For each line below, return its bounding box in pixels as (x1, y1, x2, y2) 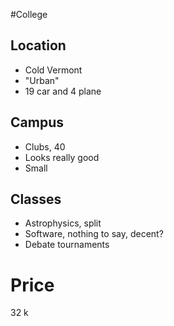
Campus (10, 114, 64, 131)
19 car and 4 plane (24, 85, 102, 97)
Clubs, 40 (24, 140, 66, 153)
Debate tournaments (24, 239, 110, 251)
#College (10, 9, 48, 20)
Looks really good (24, 151, 100, 163)
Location (10, 37, 67, 54)
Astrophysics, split (24, 217, 102, 229)
